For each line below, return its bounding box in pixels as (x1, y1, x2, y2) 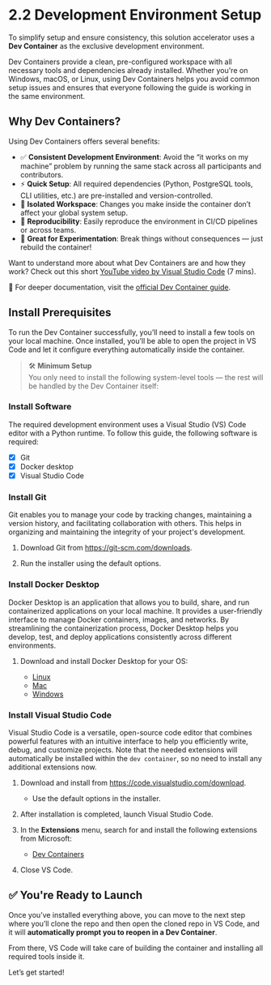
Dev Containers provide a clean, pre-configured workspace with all (8, 57, 233, 66)
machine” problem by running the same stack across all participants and (19, 161, 261, 171)
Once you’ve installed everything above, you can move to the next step (8, 910, 245, 919)
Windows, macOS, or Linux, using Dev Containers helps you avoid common (8, 74, 260, 84)
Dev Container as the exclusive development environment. (8, 41, 205, 50)
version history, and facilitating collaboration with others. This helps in (8, 519, 242, 529)
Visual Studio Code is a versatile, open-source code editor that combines (8, 727, 252, 737)
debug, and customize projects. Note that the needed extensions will (8, 744, 238, 755)
